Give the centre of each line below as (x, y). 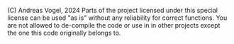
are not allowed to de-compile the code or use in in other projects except (114, 25)
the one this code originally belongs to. (64, 33)
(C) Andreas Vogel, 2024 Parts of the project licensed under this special (113, 10)
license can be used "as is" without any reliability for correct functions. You (117, 18)
